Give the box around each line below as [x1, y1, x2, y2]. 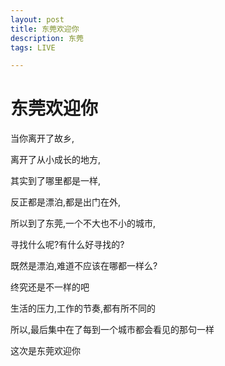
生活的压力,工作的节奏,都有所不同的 [10, 302, 157, 315]
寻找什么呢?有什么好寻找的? [10, 239, 125, 251]
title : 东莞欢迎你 [10, 24, 80, 34]
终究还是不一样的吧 [10, 281, 90, 293]
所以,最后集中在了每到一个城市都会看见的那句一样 [10, 324, 215, 336]
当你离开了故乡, [10, 132, 75, 145]
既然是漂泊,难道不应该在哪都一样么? [10, 260, 158, 272]
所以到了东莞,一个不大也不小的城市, [10, 217, 157, 230]
